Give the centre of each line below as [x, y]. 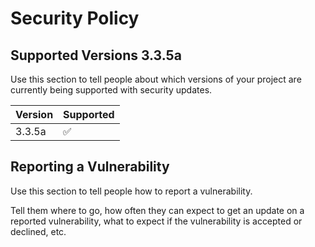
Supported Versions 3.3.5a [96, 55]
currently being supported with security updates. [111, 90]
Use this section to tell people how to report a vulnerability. [131, 191]
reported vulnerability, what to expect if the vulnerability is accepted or [156, 221]
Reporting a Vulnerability [90, 167]
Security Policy [75, 18]
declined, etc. [38, 231]
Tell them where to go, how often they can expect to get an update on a [157, 210]
